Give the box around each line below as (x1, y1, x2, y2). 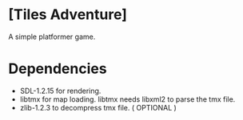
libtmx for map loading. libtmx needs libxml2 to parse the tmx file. (19, 94, 236, 104)
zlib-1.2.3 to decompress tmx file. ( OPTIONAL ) (19, 103, 177, 112)
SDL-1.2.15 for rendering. (19, 86, 102, 95)
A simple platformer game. (8, 32, 96, 41)
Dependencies (8, 60, 107, 78)
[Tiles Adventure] (8, 6, 128, 24)
